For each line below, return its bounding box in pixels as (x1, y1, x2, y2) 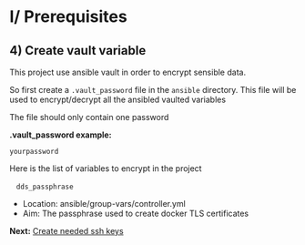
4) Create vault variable (9, 43, 147, 58)
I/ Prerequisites (9, 6, 127, 27)
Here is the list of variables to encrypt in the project (9, 163, 202, 174)
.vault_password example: (9, 129, 112, 140)
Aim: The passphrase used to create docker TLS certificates (22, 208, 249, 219)
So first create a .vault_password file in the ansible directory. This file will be (9, 85, 297, 95)
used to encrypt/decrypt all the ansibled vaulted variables (9, 94, 226, 105)
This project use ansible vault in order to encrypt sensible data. (9, 66, 247, 77)
